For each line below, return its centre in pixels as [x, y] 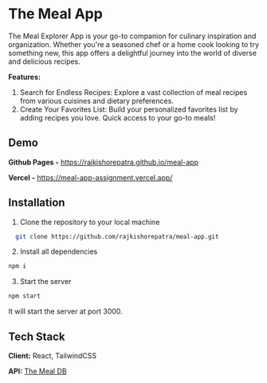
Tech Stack [37, 336]
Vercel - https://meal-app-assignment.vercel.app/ [90, 177]
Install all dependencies [59, 251]
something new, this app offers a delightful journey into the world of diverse [133, 53]
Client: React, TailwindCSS [53, 355]
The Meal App [56, 14]
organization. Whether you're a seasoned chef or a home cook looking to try [134, 44]
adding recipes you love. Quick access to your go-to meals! [118, 117]
